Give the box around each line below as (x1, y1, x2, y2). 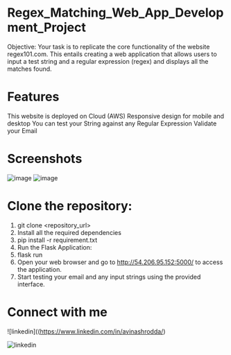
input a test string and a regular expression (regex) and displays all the (7, 57, 209, 65)
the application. (17, 265, 62, 273)
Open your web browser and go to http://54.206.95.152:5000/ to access (17, 258, 223, 266)
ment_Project (7, 19, 87, 35)
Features (7, 89, 60, 105)
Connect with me (7, 304, 108, 320)
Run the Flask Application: (17, 243, 92, 251)
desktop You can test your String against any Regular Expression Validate (7, 119, 217, 128)
